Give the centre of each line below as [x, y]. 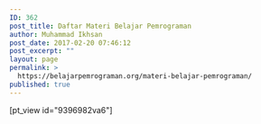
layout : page [34, 59]
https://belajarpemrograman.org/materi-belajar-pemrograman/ [135, 76]
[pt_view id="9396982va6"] [61, 110]
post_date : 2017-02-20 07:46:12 [70, 43]
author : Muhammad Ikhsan [56, 34]
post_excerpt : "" [42, 51]
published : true [40, 84]
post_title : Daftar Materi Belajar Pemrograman [101, 26]
